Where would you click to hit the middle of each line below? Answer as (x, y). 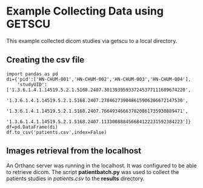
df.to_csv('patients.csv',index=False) (57, 132)
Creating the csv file (45, 60)
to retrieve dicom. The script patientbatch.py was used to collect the (93, 172)
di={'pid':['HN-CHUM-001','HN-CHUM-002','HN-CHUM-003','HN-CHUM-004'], (98, 79)
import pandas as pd (32, 74)
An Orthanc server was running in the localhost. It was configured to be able (101, 166)
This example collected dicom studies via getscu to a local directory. (92, 41)
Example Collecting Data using (85, 11)
